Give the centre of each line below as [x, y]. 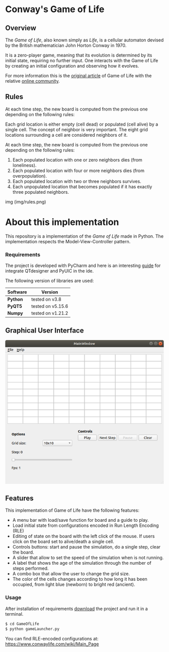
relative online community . [32, 81]
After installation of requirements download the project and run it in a [77, 609]
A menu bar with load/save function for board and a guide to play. [81, 520]
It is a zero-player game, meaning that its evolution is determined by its [79, 55]
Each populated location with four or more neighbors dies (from [78, 171]
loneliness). [24, 165]
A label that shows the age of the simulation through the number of [82, 563]
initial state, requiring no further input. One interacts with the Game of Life [82, 61]
